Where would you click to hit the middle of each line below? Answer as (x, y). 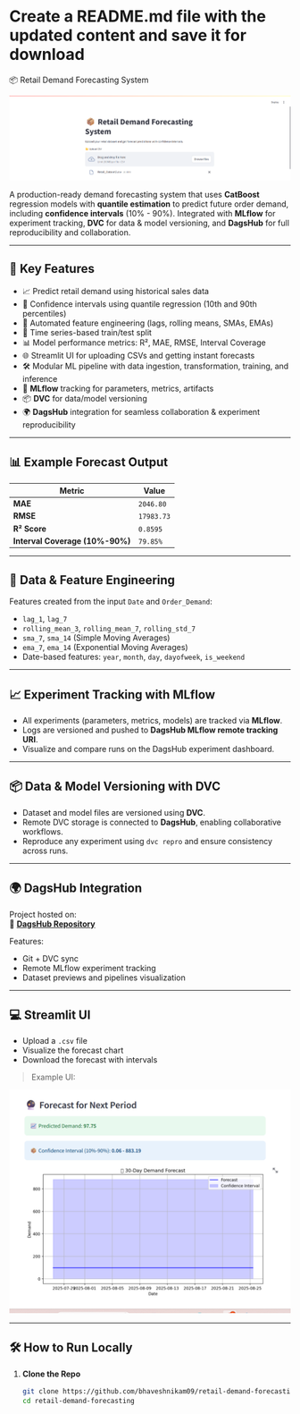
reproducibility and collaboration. (70, 232)
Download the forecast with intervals (90, 1060)
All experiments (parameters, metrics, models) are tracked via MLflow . (152, 720)
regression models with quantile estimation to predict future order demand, (149, 204)
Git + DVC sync (50, 958)
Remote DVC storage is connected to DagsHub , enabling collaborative (151, 822)
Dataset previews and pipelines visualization (104, 978)
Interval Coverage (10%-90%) (72, 541)
